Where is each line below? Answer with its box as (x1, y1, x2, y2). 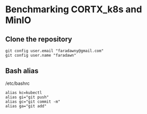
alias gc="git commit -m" (5, 99, 60, 104)
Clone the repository (5, 35, 72, 43)
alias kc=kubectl (5, 90, 42, 95)
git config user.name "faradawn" (5, 53, 77, 58)
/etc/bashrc (5, 80, 30, 86)
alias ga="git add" (5, 103, 47, 108)
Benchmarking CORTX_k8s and (5, 4, 142, 15)
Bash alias (5, 66, 39, 75)
